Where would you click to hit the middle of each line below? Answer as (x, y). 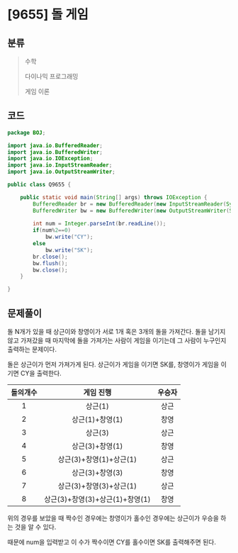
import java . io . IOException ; (50, 159)
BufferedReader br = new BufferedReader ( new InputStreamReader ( (130, 204)
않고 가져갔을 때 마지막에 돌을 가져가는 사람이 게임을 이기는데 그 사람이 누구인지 (117, 340)
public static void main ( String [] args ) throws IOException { (114, 197)
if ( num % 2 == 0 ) (52, 230)
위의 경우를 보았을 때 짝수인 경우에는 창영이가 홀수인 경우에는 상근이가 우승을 (113, 518)
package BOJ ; (27, 133)
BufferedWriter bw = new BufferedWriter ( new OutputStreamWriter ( (131, 211)
